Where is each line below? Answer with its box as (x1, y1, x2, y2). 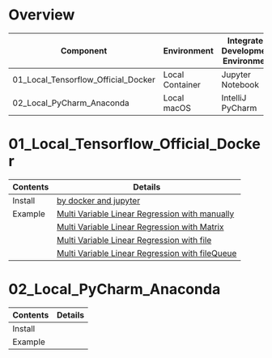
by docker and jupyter (56, 194, 140, 206)
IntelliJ (221, 92, 247, 103)
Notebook (221, 79, 259, 90)
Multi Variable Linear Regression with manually (56, 208, 235, 219)
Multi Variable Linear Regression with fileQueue (56, 247, 237, 258)
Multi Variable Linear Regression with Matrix (56, 221, 224, 232)
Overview (8, 6, 75, 24)
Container (163, 79, 201, 90)
